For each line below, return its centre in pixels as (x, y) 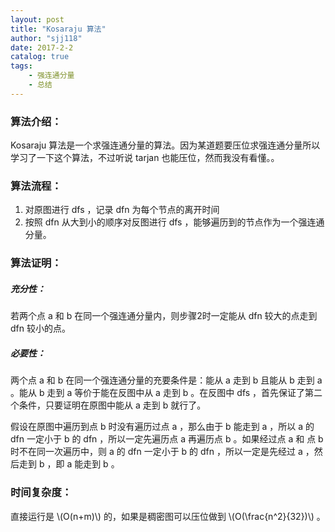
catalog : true (40, 57)
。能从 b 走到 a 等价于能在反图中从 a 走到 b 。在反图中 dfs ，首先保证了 (158, 393)
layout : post (37, 19)
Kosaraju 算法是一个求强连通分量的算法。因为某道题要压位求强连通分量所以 (165, 145)
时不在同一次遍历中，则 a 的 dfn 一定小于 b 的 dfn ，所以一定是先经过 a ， (162, 452)
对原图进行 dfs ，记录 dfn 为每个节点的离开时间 (122, 210)
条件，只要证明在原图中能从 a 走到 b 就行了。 (112, 405)
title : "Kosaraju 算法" (58, 29)
